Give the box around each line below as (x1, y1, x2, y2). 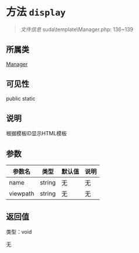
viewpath (9, 190, 34, 198)
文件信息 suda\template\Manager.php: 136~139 (20, 26, 134, 33)
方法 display (6, 5, 66, 19)
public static (6, 95, 36, 102)
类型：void (6, 228, 32, 235)
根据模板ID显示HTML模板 (6, 130, 67, 137)
